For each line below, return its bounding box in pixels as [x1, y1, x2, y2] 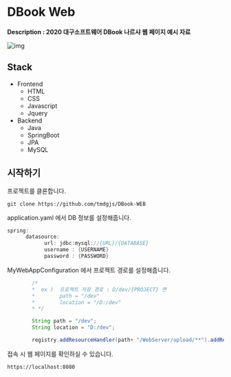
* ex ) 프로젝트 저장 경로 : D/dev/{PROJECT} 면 [32, 286, 167, 293]
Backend [16, 116, 43, 125]
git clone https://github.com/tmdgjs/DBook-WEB [7, 200, 146, 207]
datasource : [25, 233, 60, 241]
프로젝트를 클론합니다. [7, 186, 67, 195]
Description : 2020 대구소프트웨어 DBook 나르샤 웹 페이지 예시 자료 [7, 28, 191, 36]
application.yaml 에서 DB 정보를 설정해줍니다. [7, 213, 132, 222]
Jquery [27, 109, 48, 117]
